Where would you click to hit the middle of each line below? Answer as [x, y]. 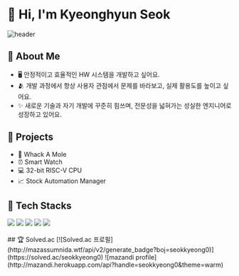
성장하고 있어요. [39, 114]
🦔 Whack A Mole [42, 154]
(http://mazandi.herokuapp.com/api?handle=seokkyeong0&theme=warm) [116, 265]
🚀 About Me [34, 56]
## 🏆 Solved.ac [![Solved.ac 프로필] [60, 240]
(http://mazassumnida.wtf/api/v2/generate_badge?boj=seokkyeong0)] [111, 250]
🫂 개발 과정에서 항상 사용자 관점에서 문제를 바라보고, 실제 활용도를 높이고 [119, 85]
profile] [146, 258]
